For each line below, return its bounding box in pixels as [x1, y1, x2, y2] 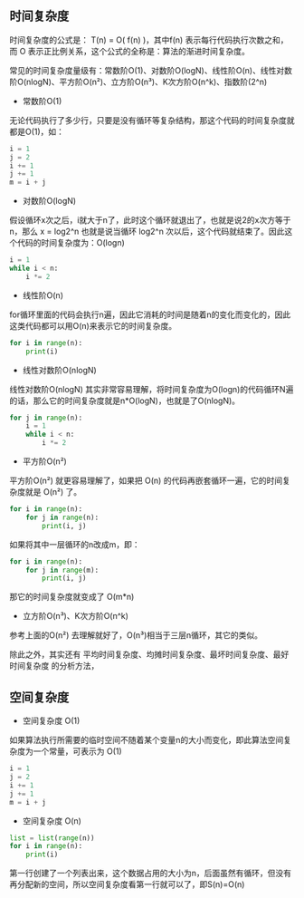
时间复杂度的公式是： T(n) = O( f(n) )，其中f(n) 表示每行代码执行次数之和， [9, 34, 289, 45]
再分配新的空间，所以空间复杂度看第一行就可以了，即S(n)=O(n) [9, 879, 245, 890]
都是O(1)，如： [9, 126, 65, 137]
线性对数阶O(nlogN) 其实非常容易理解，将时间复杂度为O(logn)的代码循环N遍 [9, 383, 294, 394]
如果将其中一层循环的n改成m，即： [9, 538, 140, 550]
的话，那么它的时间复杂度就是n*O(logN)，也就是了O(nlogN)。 [9, 395, 241, 406]
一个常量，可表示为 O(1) [33, 746, 122, 757]
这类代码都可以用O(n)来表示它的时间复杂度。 [9, 320, 177, 331]
